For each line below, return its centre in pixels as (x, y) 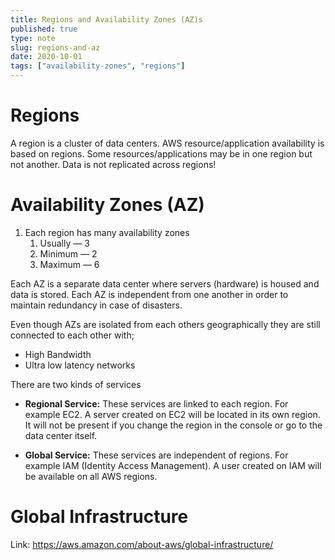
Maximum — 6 (69, 264)
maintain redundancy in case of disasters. (96, 305)
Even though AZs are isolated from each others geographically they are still (165, 324)
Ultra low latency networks (80, 365)
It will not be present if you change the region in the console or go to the (173, 425)
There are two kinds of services (76, 384)
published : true (44, 29)
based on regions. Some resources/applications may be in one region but (161, 153)
